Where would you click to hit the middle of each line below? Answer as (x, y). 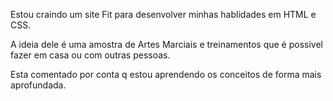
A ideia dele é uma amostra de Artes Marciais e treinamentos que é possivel (167, 44)
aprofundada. (38, 85)
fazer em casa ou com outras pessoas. (90, 55)
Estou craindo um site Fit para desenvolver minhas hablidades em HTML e (163, 14)
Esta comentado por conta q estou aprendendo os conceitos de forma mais (166, 74)
